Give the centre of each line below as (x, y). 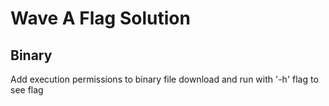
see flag (27, 90)
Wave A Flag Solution (100, 18)
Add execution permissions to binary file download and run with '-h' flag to (164, 79)
